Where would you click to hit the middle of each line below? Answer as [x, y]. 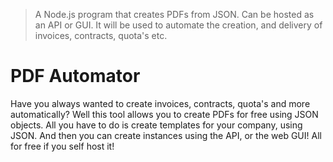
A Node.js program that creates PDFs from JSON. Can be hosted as [174, 14]
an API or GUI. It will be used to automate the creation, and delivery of [178, 25]
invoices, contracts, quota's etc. [101, 35]
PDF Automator [75, 76]
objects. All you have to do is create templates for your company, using [156, 125]
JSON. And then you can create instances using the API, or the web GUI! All [166, 135]
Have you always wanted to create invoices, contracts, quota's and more [160, 103]
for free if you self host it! [62, 146]
